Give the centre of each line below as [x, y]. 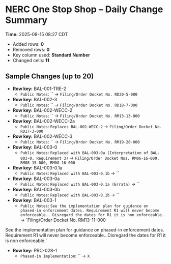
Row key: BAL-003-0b [36, 189]
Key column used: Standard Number [51, 55]
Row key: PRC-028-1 [35, 250]
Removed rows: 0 [31, 49]
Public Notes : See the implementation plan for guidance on [84, 206]
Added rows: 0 [28, 44]
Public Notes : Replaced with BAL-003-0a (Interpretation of [84, 152]
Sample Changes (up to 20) [50, 77]
